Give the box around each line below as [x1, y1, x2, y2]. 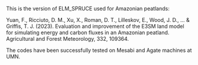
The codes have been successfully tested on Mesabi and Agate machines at [6, 47, 192, 54]
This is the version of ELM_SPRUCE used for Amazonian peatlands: [6, 5, 170, 12]
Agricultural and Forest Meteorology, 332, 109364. [6, 35, 129, 42]
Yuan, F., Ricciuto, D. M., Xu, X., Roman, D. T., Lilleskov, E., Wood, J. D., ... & [6, 17, 190, 23]
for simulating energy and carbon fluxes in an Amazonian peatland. [6, 29, 170, 36]
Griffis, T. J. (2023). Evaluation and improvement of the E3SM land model [6, 23, 184, 30]
